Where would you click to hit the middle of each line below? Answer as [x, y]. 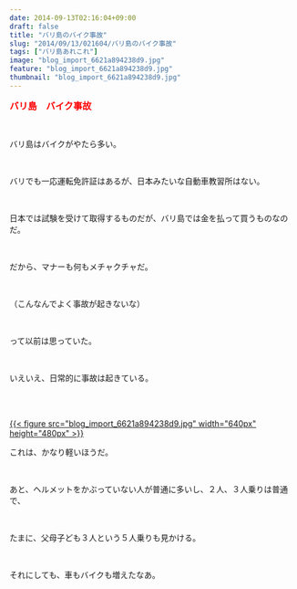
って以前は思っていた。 [53, 341]
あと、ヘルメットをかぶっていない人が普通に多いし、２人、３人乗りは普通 [149, 489]
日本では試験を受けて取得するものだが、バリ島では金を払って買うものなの [149, 218]
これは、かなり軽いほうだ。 [61, 452]
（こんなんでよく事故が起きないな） [77, 303]
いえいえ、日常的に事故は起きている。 [81, 378]
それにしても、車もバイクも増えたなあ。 [85, 574]
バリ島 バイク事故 [51, 106]
